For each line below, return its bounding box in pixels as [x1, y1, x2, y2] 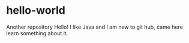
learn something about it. [6, 29, 68, 36]
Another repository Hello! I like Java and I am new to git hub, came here [6, 23, 183, 30]
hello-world [6, 4, 66, 17]
